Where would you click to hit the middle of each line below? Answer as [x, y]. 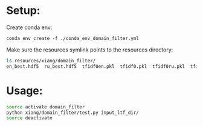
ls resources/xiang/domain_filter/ [51, 61]
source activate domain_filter [46, 107]
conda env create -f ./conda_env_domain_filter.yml [72, 38]
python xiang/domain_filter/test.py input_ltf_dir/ [72, 113]
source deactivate [29, 118]
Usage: [25, 91]
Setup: [23, 11]
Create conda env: [29, 27]
